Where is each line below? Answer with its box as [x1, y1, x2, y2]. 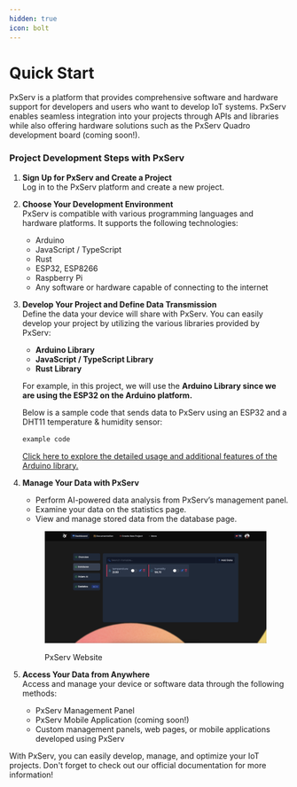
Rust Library [35, 363, 82, 374]
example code [21, 434, 71, 443]
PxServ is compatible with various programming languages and [21, 208, 254, 219]
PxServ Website [43, 651, 104, 662]
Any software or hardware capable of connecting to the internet [35, 282, 269, 292]
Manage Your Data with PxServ [21, 477, 140, 487]
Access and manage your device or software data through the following [21, 678, 285, 689]
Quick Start [9, 63, 95, 83]
